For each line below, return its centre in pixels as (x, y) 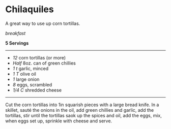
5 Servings (17, 43)
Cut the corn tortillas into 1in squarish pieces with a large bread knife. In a (82, 105)
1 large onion (26, 79)
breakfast (16, 33)
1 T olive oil (24, 74)
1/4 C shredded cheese (37, 90)
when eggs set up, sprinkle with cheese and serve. (59, 121)
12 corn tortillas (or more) (39, 57)
